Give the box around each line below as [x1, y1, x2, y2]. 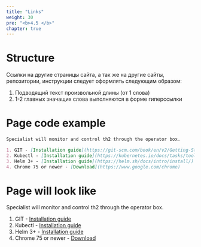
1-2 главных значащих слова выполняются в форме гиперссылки [14, 95, 182, 103]
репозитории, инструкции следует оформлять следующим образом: [6, 77, 182, 85]
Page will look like [6, 184, 97, 198]
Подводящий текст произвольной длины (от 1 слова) [14, 89, 150, 97]
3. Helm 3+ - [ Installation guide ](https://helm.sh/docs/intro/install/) [6, 158, 194, 164]
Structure [6, 52, 55, 65]
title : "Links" [6, 8, 44, 15]
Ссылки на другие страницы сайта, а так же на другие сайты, [6, 71, 165, 79]
